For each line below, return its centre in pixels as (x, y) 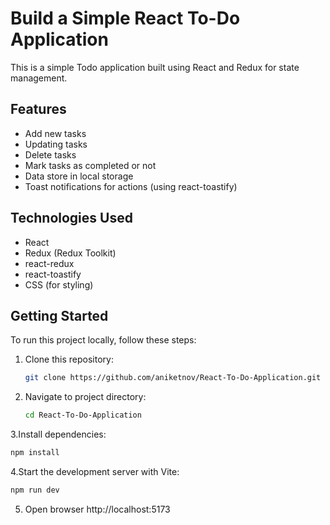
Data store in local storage (79, 176)
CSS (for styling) (59, 284)
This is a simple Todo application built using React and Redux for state (155, 67)
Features (38, 109)
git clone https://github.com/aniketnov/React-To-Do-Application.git (173, 378)
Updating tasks (56, 144)
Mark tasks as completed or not (90, 165)
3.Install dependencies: (58, 434)
